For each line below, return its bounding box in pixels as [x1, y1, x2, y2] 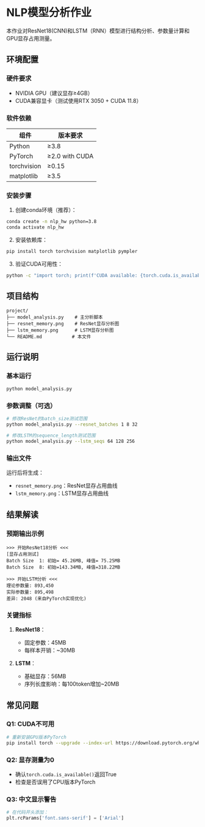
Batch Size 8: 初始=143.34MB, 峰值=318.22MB [6, 564, 121, 570]
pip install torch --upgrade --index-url [6, 739, 113, 746]
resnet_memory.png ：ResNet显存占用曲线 [15, 482, 118, 489]
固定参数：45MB [24, 639, 67, 646]
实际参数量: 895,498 [6, 589, 54, 595]
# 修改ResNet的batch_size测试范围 [6, 416, 88, 422]
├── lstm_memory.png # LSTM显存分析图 [6, 327, 114, 333]
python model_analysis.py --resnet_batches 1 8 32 [6, 421, 138, 428]
